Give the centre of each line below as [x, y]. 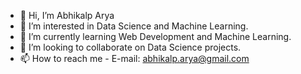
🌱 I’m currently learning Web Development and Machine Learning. [155, 36]
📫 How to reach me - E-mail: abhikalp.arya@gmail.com [134, 58]
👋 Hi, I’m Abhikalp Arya [67, 15]
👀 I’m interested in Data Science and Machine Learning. [134, 26]
